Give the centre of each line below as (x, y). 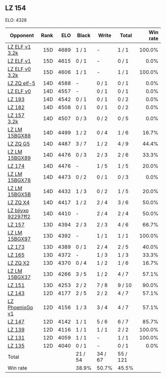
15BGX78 (19, 180)
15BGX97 (19, 239)
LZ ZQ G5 (19, 144)
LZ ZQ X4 (19, 202)
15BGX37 (19, 277)
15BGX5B (19, 194)
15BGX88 (19, 135)
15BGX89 (19, 158)
